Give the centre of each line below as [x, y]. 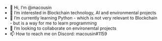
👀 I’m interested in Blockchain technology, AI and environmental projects [83, 13]
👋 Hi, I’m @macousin [31, 8]
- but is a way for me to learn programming [53, 23]
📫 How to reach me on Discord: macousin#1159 [58, 34]
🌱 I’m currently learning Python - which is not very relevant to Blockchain [83, 18]
